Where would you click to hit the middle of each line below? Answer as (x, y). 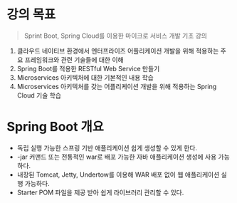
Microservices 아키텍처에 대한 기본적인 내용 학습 (85, 77)
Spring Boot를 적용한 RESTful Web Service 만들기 (88, 68)
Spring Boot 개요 (56, 127)
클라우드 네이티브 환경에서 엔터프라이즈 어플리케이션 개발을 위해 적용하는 (118, 51)
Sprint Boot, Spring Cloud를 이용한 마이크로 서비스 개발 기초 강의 (116, 36)
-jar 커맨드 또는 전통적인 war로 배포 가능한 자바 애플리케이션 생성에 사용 (117, 157)
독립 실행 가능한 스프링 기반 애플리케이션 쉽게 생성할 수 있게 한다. (107, 147)
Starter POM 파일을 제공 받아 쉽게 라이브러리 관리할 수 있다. (100, 192)
